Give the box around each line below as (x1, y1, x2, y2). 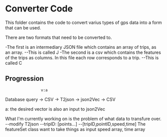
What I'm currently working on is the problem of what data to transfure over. (5, 116, 162, 122)
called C (5, 60, 22, 66)
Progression (5, 74, 44, 83)
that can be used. (5, 24, 41, 30)
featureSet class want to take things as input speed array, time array (5, 126, 146, 132)
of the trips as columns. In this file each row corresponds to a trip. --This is (5, 54, 159, 60)
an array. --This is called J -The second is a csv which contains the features (5, 49, 161, 55)
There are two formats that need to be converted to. (5, 34, 112, 40)
